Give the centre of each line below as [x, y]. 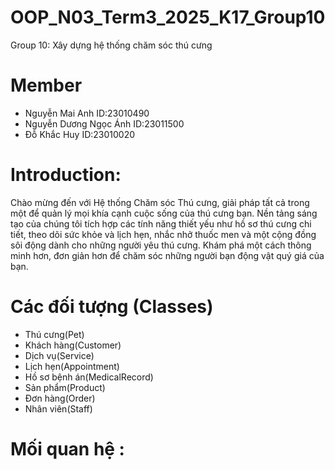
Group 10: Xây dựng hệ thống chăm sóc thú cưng [111, 45]
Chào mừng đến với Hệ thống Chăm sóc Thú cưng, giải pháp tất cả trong [160, 202]
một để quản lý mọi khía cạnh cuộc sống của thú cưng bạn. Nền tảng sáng [164, 213]
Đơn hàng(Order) [60, 398]
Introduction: [66, 175]
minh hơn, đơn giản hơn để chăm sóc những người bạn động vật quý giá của [167, 255]
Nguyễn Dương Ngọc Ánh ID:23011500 [104, 123]
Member [46, 85]
